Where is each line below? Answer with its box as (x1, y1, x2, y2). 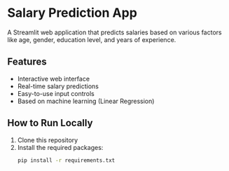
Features (7, 56, 47, 68)
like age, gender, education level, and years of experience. (7, 35, 176, 43)
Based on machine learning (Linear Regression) (17, 97, 155, 105)
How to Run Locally (7, 117, 93, 129)
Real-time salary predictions (17, 82, 99, 90)
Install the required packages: (17, 143, 104, 151)
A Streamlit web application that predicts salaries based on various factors (7, 28, 222, 36)
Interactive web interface (17, 74, 90, 83)
